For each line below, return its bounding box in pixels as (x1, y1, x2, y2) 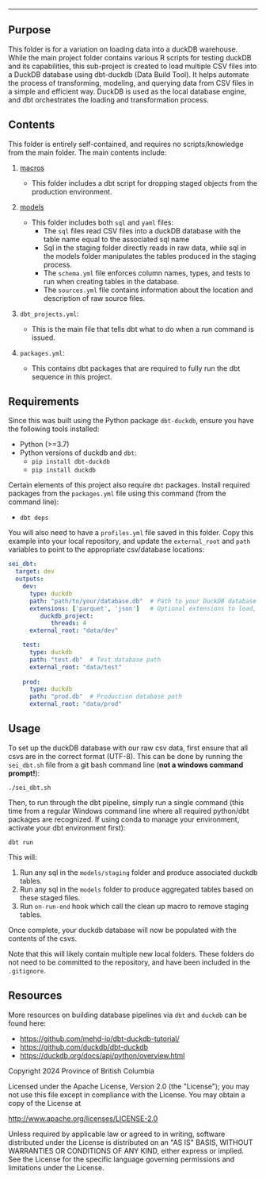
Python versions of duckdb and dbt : (19, 448, 137, 457)
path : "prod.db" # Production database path (28, 692, 182, 701)
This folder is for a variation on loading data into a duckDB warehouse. (8, 44, 238, 54)
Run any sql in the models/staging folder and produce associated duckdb (19, 867, 258, 877)
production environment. (31, 187, 112, 196)
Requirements (8, 395, 79, 409)
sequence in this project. (31, 372, 112, 381)
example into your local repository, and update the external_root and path (8, 537, 251, 546)
